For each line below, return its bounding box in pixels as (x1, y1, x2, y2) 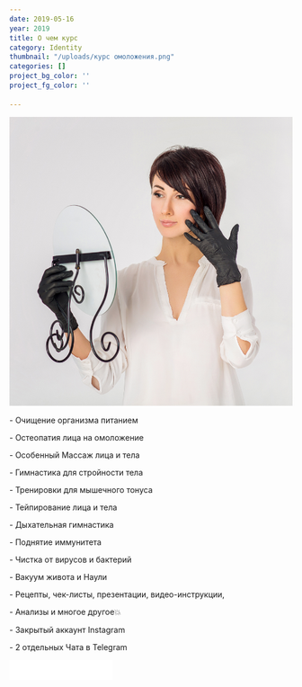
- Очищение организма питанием (9, 415, 139, 425)
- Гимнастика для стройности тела (9, 467, 144, 477)
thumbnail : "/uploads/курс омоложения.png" (9, 52, 175, 62)
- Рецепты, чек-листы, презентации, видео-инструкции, (9, 589, 225, 600)
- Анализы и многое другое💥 (9, 606, 121, 617)
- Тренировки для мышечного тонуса (9, 484, 153, 495)
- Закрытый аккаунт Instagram (9, 624, 126, 635)
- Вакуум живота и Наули (9, 571, 108, 582)
